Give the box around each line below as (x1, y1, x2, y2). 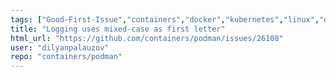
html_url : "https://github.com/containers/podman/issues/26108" (10, 33, 284, 43)
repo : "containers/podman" (10, 52, 123, 62)
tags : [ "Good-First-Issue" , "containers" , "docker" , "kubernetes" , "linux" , (10, 14, 320, 25)
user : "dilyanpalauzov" (10, 42, 110, 53)
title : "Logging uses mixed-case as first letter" (10, 24, 226, 34)
